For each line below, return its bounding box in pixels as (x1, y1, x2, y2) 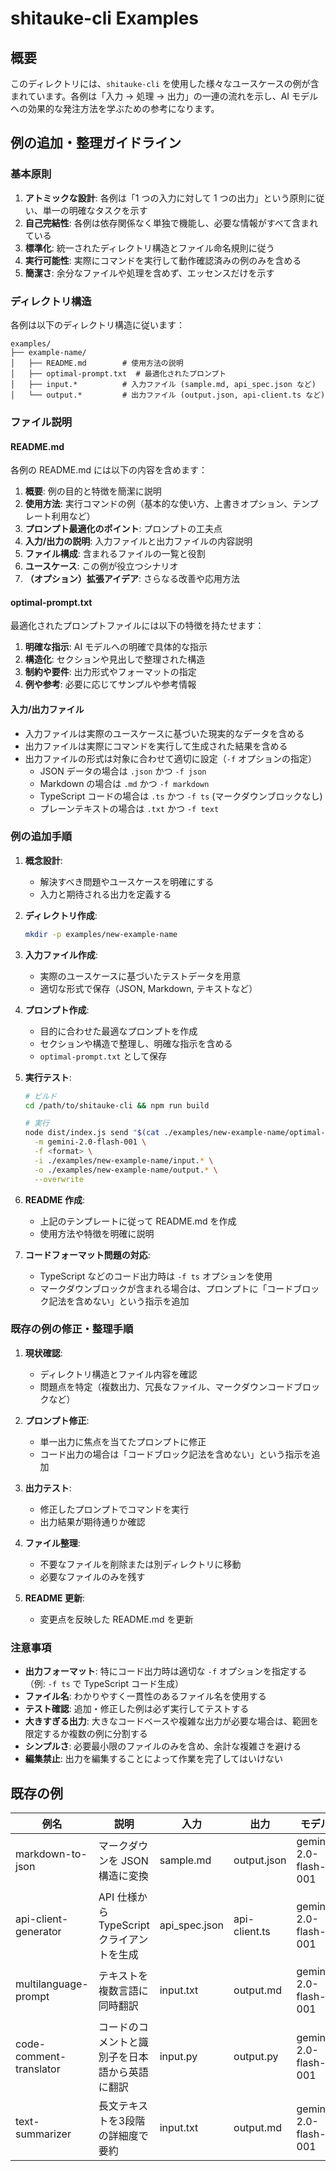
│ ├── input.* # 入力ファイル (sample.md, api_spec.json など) (10, 379, 317, 389)
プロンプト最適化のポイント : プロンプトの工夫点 (24, 523, 223, 535)
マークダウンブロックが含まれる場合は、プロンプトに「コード (39, 1282, 294, 1294)
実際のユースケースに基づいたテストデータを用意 (39, 970, 242, 982)
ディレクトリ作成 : (24, 909, 98, 921)
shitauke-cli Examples (10, 7, 200, 30)
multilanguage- (15, 1977, 89, 1991)
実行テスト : (24, 1071, 72, 1083)
